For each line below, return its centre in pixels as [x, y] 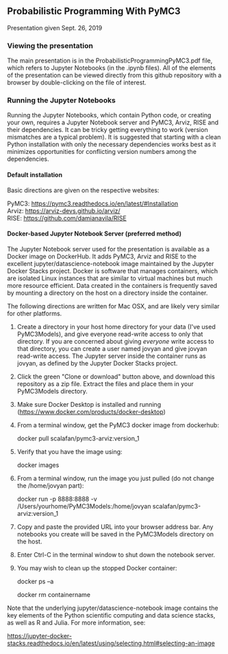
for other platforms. [35, 313]
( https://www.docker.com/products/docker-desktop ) [91, 411]
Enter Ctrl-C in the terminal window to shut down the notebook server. [116, 554]
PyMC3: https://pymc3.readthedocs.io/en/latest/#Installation [93, 203]
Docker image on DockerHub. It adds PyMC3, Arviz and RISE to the [102, 256]
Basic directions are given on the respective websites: [83, 190]
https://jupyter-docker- [39, 635]
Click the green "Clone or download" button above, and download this [116, 376]
